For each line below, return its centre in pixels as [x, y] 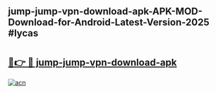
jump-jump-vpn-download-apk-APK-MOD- [106, 12]
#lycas [23, 33]
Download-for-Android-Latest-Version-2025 [109, 23]
